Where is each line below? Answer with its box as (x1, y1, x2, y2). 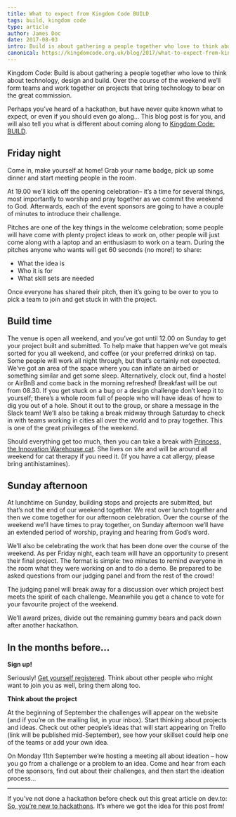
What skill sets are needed (17, 274, 95, 282)
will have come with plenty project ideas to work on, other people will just (7, 230, 220, 239)
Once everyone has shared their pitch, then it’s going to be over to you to (7, 287, 219, 295)
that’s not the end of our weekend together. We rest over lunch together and (7, 506, 228, 514)
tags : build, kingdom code (7, 17, 86, 24)
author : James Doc (7, 29, 61, 37)
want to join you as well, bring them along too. (7, 682, 140, 690)
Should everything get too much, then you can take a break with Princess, (7, 437, 221, 446)
